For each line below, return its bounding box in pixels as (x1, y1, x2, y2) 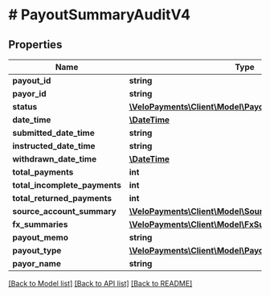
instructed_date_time (12, 141, 96, 151)
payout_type (12, 245, 62, 256)
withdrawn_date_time (12, 154, 97, 164)
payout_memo (12, 232, 68, 243)
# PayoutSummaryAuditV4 (8, 6, 191, 24)
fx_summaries (12, 219, 68, 230)
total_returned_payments (12, 193, 112, 203)
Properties (8, 38, 63, 51)
